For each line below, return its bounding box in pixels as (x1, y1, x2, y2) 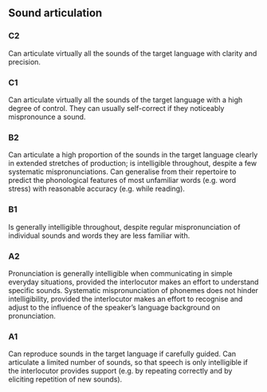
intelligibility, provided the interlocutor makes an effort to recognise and (8, 294, 243, 303)
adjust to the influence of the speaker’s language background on (8, 303, 221, 312)
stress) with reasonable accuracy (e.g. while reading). (8, 184, 186, 194)
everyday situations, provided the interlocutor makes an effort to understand (8, 277, 259, 287)
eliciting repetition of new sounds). (8, 374, 123, 384)
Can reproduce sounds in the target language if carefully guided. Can (8, 349, 237, 358)
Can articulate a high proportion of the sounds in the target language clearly (8, 150, 258, 160)
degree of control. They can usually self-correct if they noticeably (8, 103, 225, 113)
